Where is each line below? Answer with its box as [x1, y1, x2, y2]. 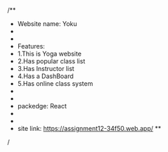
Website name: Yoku [17, 20, 77, 27]
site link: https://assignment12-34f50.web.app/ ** [17, 125, 162, 132]
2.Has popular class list [17, 57, 86, 65]
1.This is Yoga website [17, 49, 82, 58]
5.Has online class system [17, 80, 93, 87]
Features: [17, 42, 46, 50]
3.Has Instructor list [17, 65, 75, 72]
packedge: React [17, 102, 67, 110]
